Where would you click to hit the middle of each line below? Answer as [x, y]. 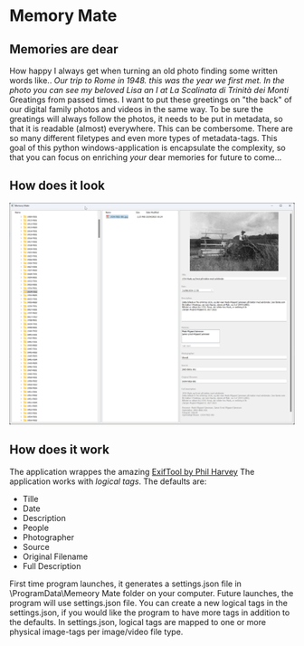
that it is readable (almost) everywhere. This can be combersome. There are [152, 128]
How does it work [60, 450]
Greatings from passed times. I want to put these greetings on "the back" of [151, 100]
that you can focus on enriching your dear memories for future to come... [146, 157]
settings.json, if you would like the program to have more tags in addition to [150, 613]
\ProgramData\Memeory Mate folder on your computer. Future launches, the [152, 593]
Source [36, 546]
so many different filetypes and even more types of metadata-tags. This [143, 138]
